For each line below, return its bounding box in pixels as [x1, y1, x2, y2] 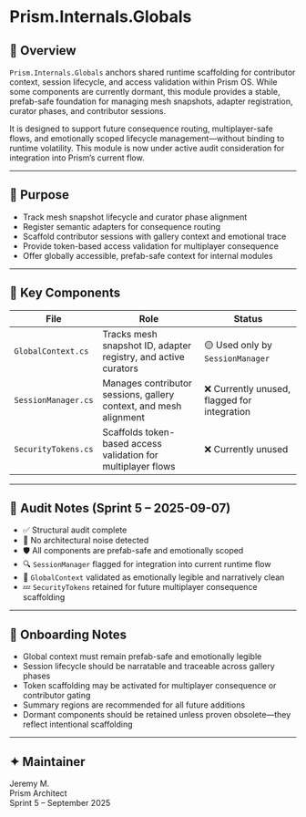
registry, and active [102, 350, 185, 363]
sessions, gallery [102, 388, 175, 400]
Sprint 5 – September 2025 [9, 798, 111, 809]
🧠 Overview [9, 43, 76, 58]
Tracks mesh [102, 327, 158, 340]
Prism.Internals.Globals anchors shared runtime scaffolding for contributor [9, 67, 296, 78]
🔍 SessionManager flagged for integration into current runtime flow [22, 559, 271, 570]
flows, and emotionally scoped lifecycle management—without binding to [9, 133, 285, 143]
